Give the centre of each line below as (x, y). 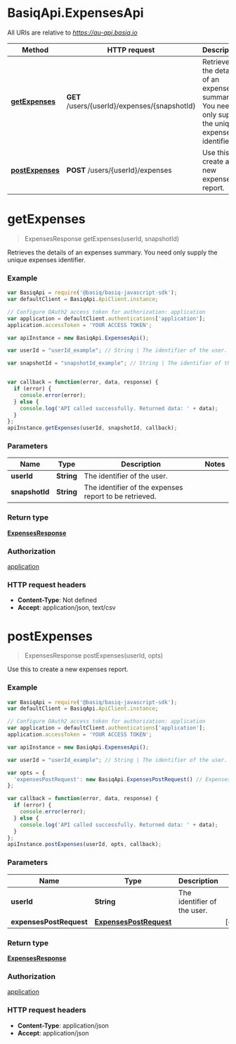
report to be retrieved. (120, 496)
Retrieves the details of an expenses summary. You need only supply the (112, 252)
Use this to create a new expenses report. (68, 669)
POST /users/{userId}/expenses (119, 170)
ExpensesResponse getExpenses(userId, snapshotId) (102, 238)
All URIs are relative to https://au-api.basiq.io (73, 32)
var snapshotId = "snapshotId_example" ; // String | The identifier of (114, 363)
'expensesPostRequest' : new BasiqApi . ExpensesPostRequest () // (108, 779)
